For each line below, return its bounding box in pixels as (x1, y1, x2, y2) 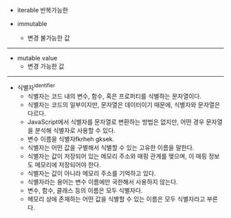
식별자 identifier (16, 82, 56, 91)
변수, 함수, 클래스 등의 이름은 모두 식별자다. (27, 186, 143, 194)
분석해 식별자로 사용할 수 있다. (34, 126, 115, 134)
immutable (16, 20, 47, 27)
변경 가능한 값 (27, 62, 65, 70)
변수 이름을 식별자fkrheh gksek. (27, 134, 115, 143)
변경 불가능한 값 (27, 34, 70, 42)
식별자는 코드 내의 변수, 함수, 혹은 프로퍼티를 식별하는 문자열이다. (27, 92, 201, 100)
